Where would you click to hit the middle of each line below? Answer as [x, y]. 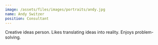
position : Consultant [27, 18]
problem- [144, 32]
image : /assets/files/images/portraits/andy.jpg [55, 9]
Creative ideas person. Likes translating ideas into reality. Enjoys [70, 32]
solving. [13, 37]
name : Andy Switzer [25, 14]
